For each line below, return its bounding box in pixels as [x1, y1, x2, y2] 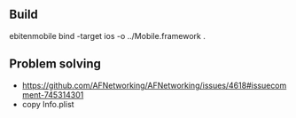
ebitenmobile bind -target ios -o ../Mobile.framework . [9, 30, 206, 41]
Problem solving [9, 57, 102, 72]
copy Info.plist [21, 98, 74, 109]
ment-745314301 [21, 89, 84, 100]
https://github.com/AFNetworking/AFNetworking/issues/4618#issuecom [21, 80, 287, 90]
